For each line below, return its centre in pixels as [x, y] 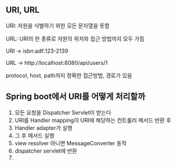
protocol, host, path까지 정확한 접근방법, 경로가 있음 [69, 75]
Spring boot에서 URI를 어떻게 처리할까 [76, 96]
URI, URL [23, 10]
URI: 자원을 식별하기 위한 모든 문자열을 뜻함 [58, 25]
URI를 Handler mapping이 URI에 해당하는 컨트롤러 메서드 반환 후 [93, 120]
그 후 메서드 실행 [34, 135]
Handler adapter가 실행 [43, 127]
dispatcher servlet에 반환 [46, 151]
